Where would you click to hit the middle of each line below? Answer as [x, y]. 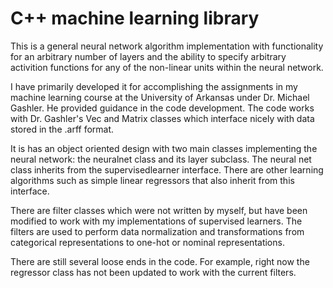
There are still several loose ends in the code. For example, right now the [160, 261]
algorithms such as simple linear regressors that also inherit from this [152, 180]
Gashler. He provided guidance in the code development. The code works [162, 108]
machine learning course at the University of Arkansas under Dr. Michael [160, 97]
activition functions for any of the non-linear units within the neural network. [167, 67]
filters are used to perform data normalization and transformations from [157, 231]
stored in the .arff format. [62, 129]
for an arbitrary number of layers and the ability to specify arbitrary [148, 56]
